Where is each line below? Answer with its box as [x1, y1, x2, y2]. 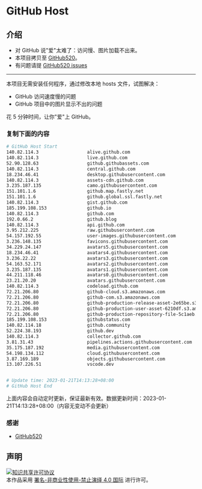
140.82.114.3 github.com [6, 210, 114, 217]
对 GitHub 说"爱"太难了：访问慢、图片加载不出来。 [14, 47, 141, 53]
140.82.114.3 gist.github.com [6, 199, 128, 205]
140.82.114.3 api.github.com [6, 222, 125, 228]
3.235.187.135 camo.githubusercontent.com [6, 183, 158, 189]
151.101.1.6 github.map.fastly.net [6, 188, 144, 195]
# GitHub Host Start [6, 144, 58, 150]
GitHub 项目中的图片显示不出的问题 [14, 100, 103, 108]
